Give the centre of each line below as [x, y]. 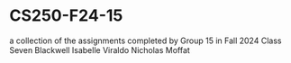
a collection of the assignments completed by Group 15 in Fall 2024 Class [145, 40]
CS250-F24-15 [66, 16]
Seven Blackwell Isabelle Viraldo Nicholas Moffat [100, 49]
